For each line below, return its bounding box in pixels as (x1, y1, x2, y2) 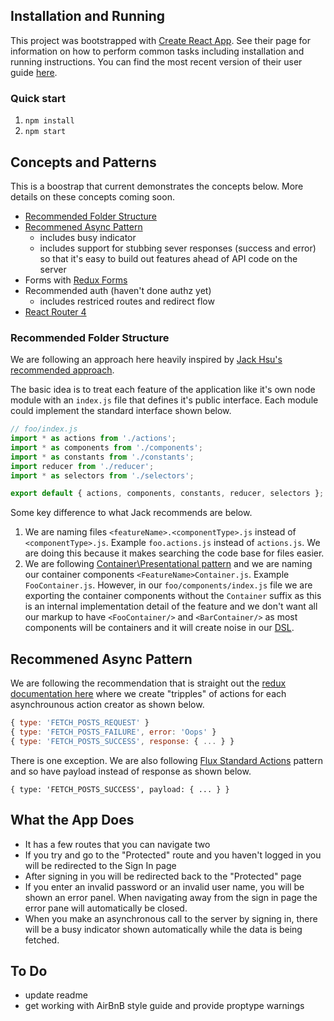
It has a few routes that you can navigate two (24, 838, 211, 850)
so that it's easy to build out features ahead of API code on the (39, 252, 298, 264)
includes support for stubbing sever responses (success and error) (39, 242, 317, 254)
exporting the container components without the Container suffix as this (24, 590, 322, 602)
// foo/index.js (10, 424, 78, 434)
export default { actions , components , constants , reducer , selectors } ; (10, 489, 325, 499)
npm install (24, 116, 75, 126)
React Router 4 (24, 305, 87, 318)
